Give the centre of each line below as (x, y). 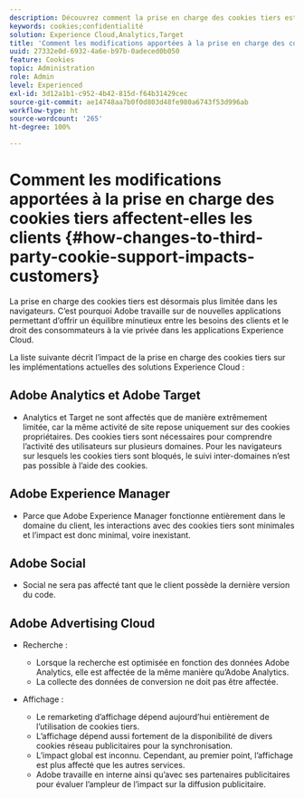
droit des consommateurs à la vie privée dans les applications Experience (147, 330)
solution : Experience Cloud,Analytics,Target (96, 34)
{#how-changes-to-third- (164, 238)
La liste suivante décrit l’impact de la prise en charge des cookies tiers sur (147, 357)
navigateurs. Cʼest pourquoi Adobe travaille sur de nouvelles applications (146, 311)
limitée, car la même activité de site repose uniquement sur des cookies (156, 427)
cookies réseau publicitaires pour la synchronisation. (134, 746)
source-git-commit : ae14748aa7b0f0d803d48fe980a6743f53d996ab (129, 102)
